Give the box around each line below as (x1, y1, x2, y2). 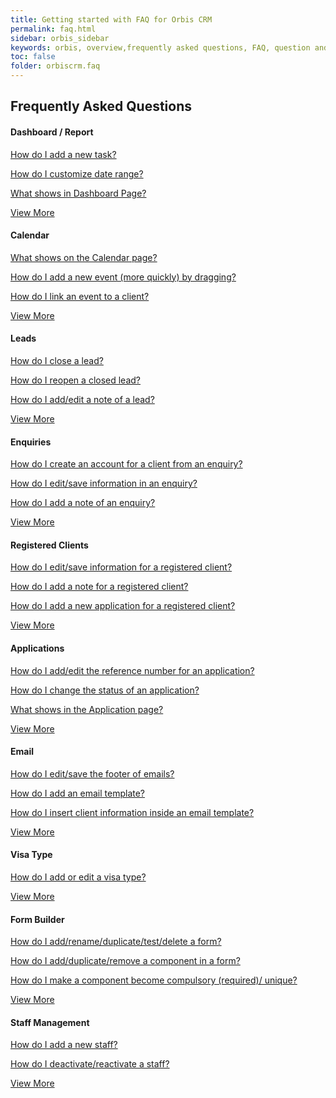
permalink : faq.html (10, 24, 97, 34)
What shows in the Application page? (10, 703, 164, 715)
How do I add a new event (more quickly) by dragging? (10, 271, 237, 283)
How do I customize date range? (10, 167, 144, 180)
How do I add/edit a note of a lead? (10, 394, 155, 405)
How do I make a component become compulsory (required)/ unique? (10, 974, 298, 986)
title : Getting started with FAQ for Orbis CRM (10, 14, 213, 25)
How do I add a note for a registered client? (10, 581, 189, 593)
